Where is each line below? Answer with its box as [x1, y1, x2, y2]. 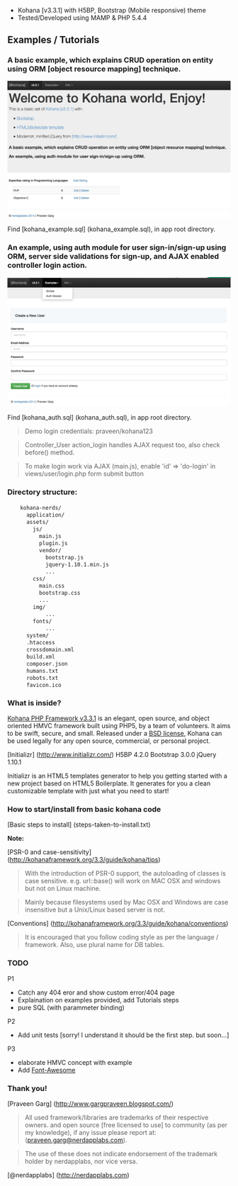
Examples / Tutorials [7, 34, 100, 46]
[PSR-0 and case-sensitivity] [7, 848, 92, 856]
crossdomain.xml [25, 646, 74, 653]
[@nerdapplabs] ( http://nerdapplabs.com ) [7, 1170, 130, 1179]
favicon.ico [25, 681, 62, 688]
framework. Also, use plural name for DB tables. [24, 941, 165, 949]
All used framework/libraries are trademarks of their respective [24, 1113, 209, 1121]
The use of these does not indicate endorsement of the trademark [24, 1149, 218, 1158]
